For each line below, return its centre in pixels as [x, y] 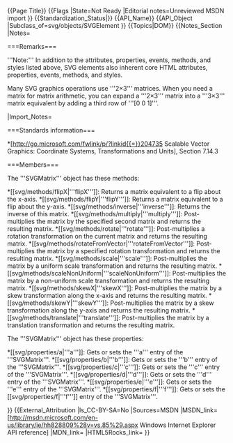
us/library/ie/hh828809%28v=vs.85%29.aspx [73, 425]
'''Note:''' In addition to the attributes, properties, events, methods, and [109, 60]
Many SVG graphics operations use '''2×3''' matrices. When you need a [110, 88]
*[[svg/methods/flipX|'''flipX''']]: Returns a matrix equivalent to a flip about [114, 192]
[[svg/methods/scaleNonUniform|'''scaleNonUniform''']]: [89, 273]
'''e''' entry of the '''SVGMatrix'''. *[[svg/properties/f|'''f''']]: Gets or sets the [116, 389]
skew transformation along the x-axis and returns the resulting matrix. [107, 295]
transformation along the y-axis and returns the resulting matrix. [99, 310]
